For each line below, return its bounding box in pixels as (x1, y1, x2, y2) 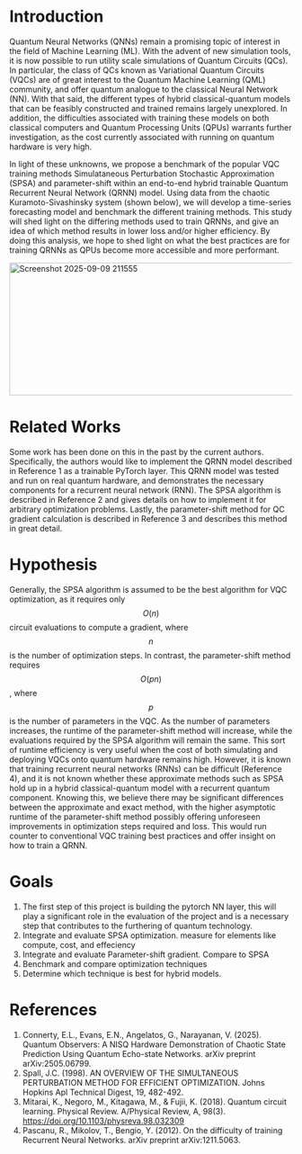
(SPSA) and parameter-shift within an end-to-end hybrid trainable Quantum (9, 177, 289, 188)
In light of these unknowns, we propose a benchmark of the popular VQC (9, 158, 280, 169)
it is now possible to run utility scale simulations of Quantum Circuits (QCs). (9, 55, 289, 66)
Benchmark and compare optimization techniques (22, 958, 208, 969)
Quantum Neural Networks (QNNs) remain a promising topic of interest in (9, 36, 280, 47)
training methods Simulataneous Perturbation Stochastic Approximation (9, 168, 275, 179)
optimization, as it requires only (9, 594, 126, 604)
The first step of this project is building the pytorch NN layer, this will (22, 901, 277, 912)
